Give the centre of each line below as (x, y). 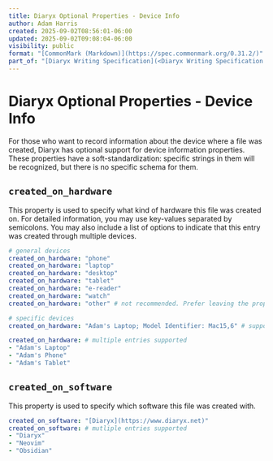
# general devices (39, 251)
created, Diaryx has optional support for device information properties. (127, 149)
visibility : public (41, 46)
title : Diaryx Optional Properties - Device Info (94, 16)
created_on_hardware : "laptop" (61, 266)
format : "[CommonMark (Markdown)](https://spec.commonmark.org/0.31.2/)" (136, 54)
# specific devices (41, 318)
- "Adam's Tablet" (39, 363)
